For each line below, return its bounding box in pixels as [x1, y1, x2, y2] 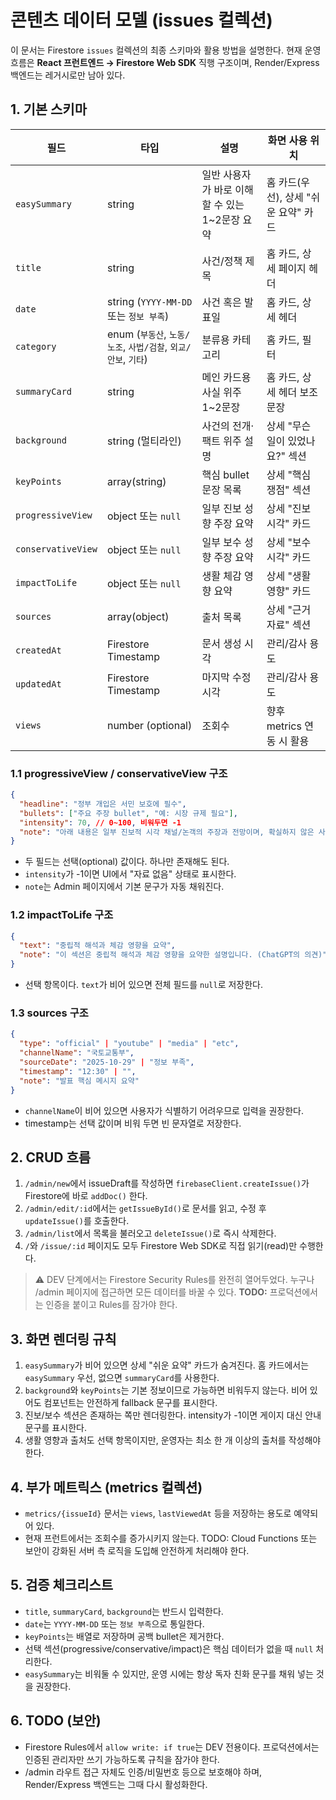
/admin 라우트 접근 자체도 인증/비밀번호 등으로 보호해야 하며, [24, 1766, 263, 1778]
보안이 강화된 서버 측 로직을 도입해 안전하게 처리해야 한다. [24, 1544, 250, 1556]
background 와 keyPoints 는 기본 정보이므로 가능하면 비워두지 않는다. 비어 [24, 1384, 308, 1396]
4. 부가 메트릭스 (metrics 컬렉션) [10, 1479, 203, 1496]
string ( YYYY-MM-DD [106, 294, 193, 308]
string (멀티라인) [106, 434, 182, 448]
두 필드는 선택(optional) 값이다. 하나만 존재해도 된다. [24, 856, 230, 868]
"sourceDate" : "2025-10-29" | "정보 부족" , [19, 1057, 195, 1068]
